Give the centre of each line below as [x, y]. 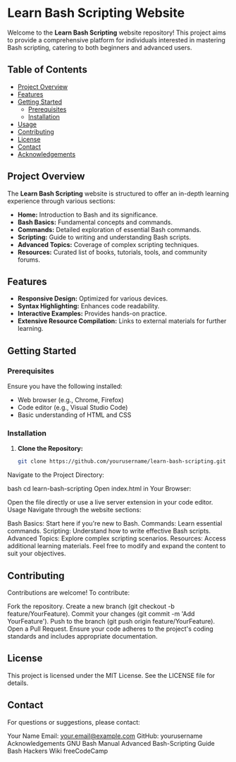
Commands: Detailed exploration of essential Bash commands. [109, 229]
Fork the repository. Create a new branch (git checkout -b [91, 606]
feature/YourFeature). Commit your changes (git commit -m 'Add [101, 614]
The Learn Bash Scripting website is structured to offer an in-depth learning [118, 193]
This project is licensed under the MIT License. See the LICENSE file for [111, 675]
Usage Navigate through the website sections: [75, 510]
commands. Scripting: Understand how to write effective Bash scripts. [109, 531]
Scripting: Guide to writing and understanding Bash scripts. [104, 237]
